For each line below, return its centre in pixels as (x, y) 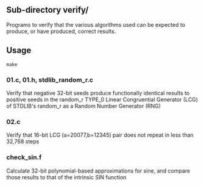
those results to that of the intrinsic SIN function (66, 177)
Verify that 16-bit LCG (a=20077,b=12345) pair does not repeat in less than (100, 135)
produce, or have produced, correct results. (61, 31)
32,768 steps (23, 141)
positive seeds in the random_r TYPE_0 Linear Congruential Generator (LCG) (102, 99)
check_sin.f (24, 157)
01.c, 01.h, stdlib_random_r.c (50, 80)
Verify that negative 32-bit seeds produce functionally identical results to (98, 93)
